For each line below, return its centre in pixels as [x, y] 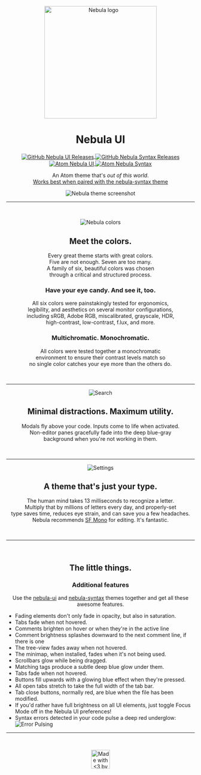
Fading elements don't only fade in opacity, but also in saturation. [95, 616]
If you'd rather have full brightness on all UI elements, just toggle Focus [103, 705]
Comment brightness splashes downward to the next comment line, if [100, 635]
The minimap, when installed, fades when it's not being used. [90, 654]
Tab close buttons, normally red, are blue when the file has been [94, 692]
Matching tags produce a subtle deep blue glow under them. [89, 667]
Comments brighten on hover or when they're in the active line [92, 629]
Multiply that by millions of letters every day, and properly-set [100, 507]
